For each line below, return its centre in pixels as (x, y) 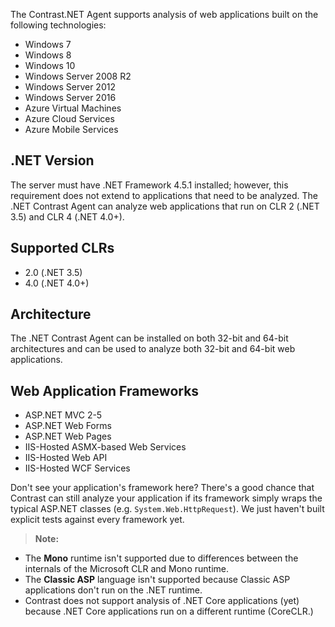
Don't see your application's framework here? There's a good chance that (162, 488)
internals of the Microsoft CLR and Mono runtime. (126, 569)
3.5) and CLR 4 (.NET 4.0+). (67, 216)
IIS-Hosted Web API (66, 458)
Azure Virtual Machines (73, 108)
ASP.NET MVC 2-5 (63, 415)
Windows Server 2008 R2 (78, 76)
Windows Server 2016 (70, 97)
